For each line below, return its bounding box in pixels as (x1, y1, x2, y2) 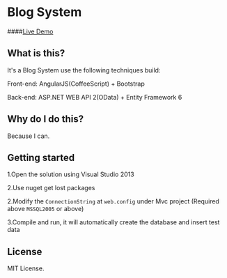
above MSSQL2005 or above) (7, 205, 84, 213)
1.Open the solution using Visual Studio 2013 (7, 170, 134, 178)
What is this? (7, 47, 65, 59)
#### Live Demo (7, 27, 54, 36)
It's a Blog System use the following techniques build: (7, 65, 161, 74)
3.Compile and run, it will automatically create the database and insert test (7, 218, 220, 226)
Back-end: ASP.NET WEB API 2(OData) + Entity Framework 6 (7, 93, 182, 101)
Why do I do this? (7, 113, 84, 125)
